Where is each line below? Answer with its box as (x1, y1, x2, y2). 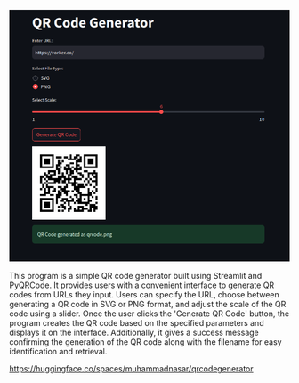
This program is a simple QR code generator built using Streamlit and (9, 270, 263, 281)
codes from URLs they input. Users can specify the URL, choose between (9, 289, 279, 299)
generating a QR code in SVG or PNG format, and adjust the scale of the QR (9, 298, 287, 309)
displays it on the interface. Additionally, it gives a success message (9, 327, 260, 338)
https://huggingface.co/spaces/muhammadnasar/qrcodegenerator (9, 363, 254, 374)
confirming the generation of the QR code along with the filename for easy (9, 336, 282, 347)
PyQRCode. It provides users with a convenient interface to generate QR (9, 280, 275, 290)
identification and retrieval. (9, 346, 108, 356)
